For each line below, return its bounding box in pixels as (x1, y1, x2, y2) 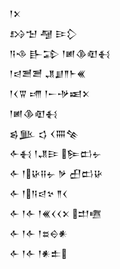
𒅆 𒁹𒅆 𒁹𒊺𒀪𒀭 (9, 228, 69, 239)
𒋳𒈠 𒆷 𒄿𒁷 (9, 28, 78, 39)
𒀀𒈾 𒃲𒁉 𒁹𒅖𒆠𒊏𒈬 (9, 48, 111, 59)
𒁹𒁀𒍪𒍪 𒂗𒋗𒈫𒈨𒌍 (9, 68, 87, 79)
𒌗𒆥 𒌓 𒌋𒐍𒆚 (9, 128, 79, 139)
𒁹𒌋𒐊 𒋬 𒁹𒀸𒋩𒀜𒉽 (9, 88, 91, 99)
